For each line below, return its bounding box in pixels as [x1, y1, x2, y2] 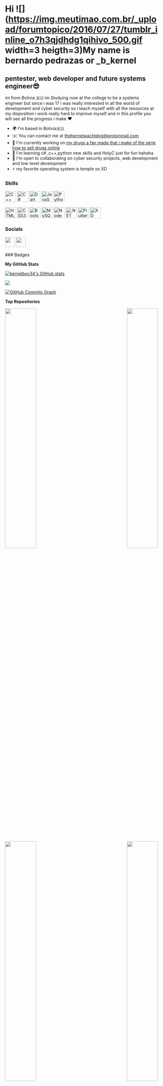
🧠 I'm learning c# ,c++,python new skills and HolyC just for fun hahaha [12, 150, 154, 156]
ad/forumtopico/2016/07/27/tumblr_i [5, 24, 158, 35]
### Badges [5, 252, 30, 258]
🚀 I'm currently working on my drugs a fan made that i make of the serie [12, 140, 156, 145]
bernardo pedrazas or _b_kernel [5, 55, 137, 66]
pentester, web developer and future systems [5, 74, 146, 83]
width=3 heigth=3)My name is [5, 45, 130, 56]
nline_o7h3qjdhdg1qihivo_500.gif [5, 34, 143, 46]
